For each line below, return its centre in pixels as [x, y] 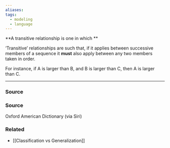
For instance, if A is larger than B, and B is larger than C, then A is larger [80, 69]
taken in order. [20, 59]
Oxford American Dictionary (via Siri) [44, 116]
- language [21, 24]
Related [15, 129]
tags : [11, 15]
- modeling [21, 19]
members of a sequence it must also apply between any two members [79, 54]
